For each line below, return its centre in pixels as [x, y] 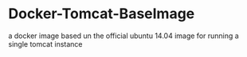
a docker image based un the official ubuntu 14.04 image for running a [123, 36]
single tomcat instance [45, 44]
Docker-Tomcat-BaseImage [102, 14]
